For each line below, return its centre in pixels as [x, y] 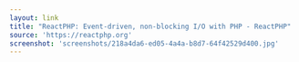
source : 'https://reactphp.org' [71, 35]
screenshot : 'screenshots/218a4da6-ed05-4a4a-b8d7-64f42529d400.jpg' [144, 43]
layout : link [34, 18]
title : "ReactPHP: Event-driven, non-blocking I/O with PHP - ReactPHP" [150, 26]
